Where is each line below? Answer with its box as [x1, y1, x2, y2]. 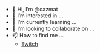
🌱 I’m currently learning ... [12, 19, 77, 25]
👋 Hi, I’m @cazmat [12, 6, 58, 13]
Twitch [21, 40, 38, 48]
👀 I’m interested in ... [12, 12, 64, 19]
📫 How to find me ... [12, 32, 64, 39]
